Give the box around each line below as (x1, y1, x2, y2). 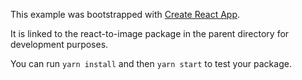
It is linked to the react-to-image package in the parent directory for (10, 28, 290, 39)
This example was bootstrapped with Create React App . (10, 9, 241, 20)
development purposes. (10, 39, 109, 50)
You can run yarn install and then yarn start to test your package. (10, 58, 292, 69)
